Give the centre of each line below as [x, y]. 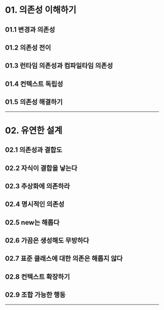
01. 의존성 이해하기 [41, 10]
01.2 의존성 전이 [28, 48]
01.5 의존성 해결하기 [34, 102]
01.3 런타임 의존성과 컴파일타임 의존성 [59, 66]
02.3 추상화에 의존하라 [37, 186]
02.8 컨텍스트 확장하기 [37, 277]
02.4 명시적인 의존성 [35, 204]
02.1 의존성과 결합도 [34, 150]
